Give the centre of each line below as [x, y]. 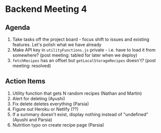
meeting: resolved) [32, 66]
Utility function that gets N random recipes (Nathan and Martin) [77, 93]
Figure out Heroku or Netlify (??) [45, 109]
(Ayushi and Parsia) [32, 120]
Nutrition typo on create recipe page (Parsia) [58, 125]
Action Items [25, 81]
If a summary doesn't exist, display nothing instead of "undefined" [80, 114]
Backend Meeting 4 [46, 9]
